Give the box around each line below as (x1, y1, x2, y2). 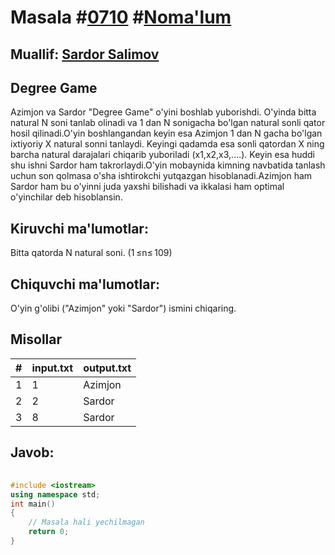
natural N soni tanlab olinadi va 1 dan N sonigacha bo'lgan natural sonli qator (10, 117, 326, 129)
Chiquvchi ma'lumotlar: (10, 276, 160, 293)
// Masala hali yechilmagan (28, 517, 145, 528)
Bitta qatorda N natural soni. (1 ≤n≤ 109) (10, 247, 173, 259)
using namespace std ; (10, 489, 101, 500)
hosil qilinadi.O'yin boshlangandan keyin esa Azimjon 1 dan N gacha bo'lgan (10, 127, 323, 140)
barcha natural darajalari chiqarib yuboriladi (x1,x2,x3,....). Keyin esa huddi (10, 149, 315, 161)
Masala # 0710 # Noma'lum (10, 6, 232, 29)
